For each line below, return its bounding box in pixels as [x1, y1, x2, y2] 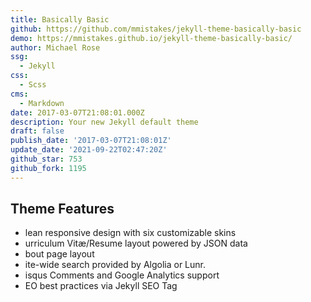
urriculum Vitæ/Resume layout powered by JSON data [24, 237, 248, 250]
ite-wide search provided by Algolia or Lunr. [24, 259, 206, 271]
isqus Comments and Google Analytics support [24, 269, 220, 281]
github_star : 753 [10, 154, 83, 164]
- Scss [19, 80, 47, 90]
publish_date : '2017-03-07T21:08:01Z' [10, 136, 172, 146]
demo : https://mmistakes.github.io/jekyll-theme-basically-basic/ [10, 33, 293, 43]
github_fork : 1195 [10, 163, 87, 173]
